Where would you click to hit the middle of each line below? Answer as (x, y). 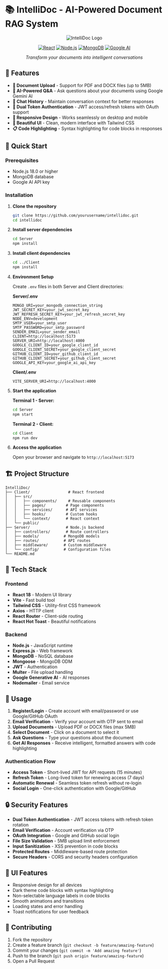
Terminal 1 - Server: (33, 400)
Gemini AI (23, 96)
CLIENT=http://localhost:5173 (44, 336)
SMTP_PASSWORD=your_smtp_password (48, 327)
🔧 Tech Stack (26, 569)
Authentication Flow (31, 762)
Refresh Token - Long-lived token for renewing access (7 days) (78, 778)
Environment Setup (33, 276)
